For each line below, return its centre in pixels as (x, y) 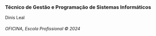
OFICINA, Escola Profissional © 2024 (43, 28)
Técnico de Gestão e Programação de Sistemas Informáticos (78, 7)
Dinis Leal (15, 18)
